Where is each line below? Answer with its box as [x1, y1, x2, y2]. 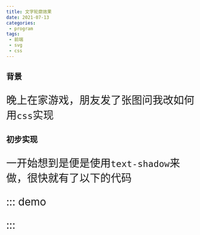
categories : [6, 20, 36, 26]
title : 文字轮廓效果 [6, 8, 52, 15]
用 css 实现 [6, 109, 54, 122]
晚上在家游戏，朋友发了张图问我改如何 [6, 94, 195, 107]
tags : [6, 31, 20, 37]
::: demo [6, 195, 47, 209]
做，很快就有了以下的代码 [6, 171, 133, 185]
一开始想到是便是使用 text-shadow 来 [6, 156, 180, 170]
